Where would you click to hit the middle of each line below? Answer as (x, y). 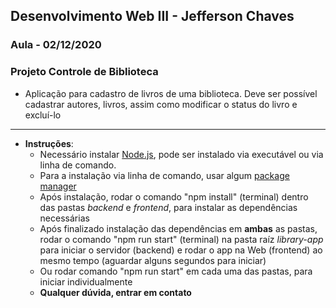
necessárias (64, 218)
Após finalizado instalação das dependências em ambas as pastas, (178, 228)
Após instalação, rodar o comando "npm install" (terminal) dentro (174, 196)
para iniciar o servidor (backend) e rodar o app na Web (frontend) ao (181, 250)
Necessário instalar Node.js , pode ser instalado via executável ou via (181, 154)
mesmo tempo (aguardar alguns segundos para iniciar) (153, 260)
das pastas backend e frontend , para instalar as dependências (168, 207)
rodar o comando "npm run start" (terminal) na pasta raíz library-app (181, 239)
